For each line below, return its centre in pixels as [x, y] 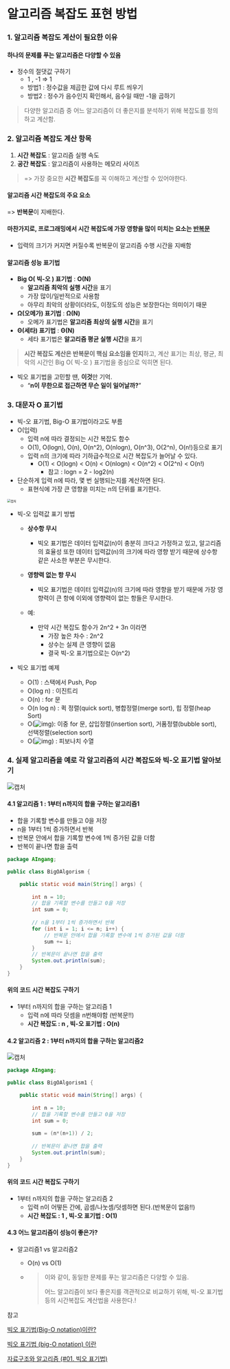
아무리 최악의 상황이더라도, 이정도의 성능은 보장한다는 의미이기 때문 [117, 305]
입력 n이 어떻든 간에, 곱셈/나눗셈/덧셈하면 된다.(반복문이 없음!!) [111, 1207]
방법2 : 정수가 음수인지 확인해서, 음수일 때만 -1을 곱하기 [101, 96]
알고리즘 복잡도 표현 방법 [72, 14]
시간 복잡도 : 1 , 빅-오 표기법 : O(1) [72, 1215]
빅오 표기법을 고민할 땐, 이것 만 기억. [65, 377]
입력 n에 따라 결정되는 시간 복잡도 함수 [79, 438]
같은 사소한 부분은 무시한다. [74, 560]
